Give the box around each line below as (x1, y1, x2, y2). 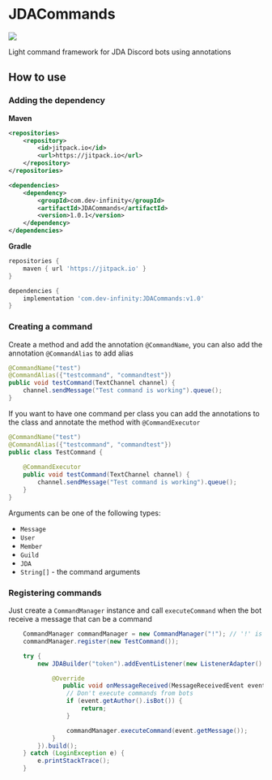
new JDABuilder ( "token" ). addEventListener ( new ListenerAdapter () (37, 659, 263, 668)
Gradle (8, 241, 32, 251)
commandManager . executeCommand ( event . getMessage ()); (66, 726, 249, 735)
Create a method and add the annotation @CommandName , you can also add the (8, 339, 263, 349)
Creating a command (8, 321, 93, 333)
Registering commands (8, 587, 103, 598)
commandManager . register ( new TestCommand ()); (23, 637, 180, 645)
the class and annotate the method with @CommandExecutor (8, 417, 201, 427)
